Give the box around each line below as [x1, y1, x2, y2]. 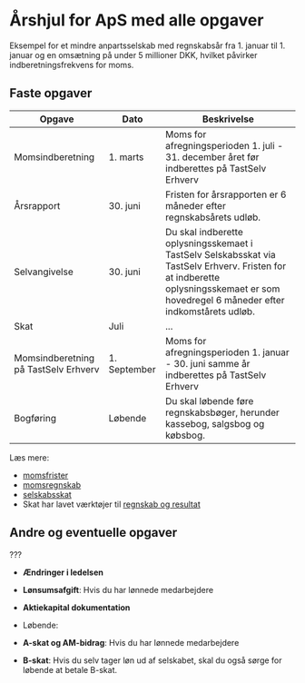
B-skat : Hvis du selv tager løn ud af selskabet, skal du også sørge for [22, 655, 283, 666]
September [108, 362, 156, 375]
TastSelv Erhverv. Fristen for [164, 260, 287, 272]
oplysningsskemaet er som [164, 282, 280, 295]
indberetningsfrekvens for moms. [9, 59, 134, 70]
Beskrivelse [202, 113, 254, 125]
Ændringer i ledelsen [22, 567, 104, 578]
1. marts [108, 151, 144, 163]
